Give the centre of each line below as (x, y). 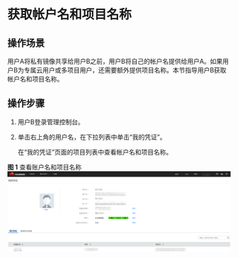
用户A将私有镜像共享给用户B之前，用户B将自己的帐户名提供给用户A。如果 (115, 61)
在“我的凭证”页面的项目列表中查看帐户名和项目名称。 (95, 152)
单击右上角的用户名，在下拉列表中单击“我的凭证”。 (92, 137)
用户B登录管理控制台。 (51, 122)
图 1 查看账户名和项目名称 (45, 167)
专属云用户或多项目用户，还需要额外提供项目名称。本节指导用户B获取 (125, 70)
